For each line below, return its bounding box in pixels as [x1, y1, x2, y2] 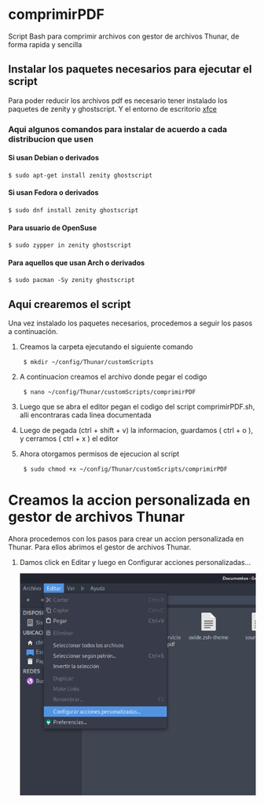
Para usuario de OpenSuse [8, 222, 97, 233]
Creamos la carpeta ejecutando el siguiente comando [19, 342, 193, 351]
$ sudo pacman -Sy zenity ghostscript [8, 277, 135, 285]
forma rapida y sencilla [8, 39, 82, 49]
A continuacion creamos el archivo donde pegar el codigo [19, 372, 207, 382]
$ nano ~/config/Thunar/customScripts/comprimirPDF [23, 388, 196, 396]
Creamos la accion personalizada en [8, 491, 251, 509]
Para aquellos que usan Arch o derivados [8, 258, 145, 267]
